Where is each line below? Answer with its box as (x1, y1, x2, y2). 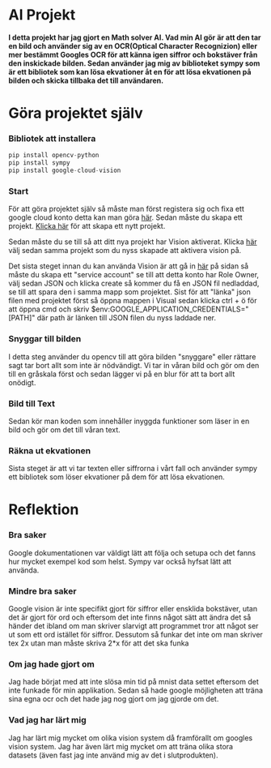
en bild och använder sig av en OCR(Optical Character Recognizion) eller (8, 41, 257, 50)
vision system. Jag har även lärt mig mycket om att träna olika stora (8, 741, 233, 751)
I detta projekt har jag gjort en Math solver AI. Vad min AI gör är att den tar (8, 32, 261, 42)
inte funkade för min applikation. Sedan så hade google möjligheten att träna (8, 685, 264, 695)
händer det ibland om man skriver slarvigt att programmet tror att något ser (8, 621, 259, 631)
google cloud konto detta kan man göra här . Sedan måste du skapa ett (8, 212, 243, 222)
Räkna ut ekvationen (8, 444, 91, 456)
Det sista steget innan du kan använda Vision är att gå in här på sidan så (8, 261, 249, 271)
